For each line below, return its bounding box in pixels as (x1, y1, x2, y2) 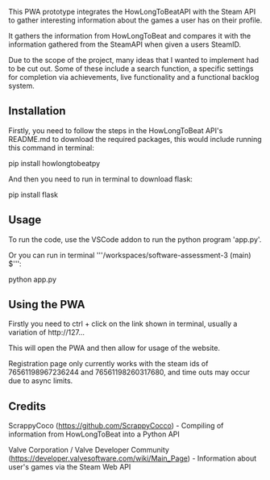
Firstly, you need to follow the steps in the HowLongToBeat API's (8, 125, 223, 136)
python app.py (8, 274, 57, 284)
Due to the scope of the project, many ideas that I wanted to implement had (8, 56, 260, 65)
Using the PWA (8, 298, 86, 311)
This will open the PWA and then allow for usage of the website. (8, 343, 220, 353)
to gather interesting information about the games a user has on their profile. (8, 15, 263, 25)
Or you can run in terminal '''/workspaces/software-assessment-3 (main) (8, 250, 251, 260)
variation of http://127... (8, 328, 85, 337)
